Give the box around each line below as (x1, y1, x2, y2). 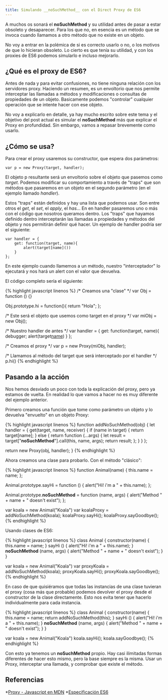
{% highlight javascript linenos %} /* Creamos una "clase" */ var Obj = (5, 288, 152, 294)
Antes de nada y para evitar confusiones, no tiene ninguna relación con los (5, 80, 161, 86)
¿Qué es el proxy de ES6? (5, 67, 87, 76)
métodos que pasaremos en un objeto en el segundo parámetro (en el (5, 185, 151, 191)
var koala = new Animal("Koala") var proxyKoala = (5, 563, 109, 569)
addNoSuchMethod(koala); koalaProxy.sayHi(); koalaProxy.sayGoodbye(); (5, 513, 159, 519)
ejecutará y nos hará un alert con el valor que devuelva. (5, 268, 121, 275)
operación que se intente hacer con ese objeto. (5, 102, 103, 108)
